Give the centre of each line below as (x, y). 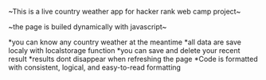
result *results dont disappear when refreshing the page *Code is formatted (133, 59)
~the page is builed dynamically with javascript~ (88, 27)
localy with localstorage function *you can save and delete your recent (124, 50)
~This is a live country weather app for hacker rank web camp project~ (125, 11)
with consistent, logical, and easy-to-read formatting (95, 67)
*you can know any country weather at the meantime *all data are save (125, 42)
